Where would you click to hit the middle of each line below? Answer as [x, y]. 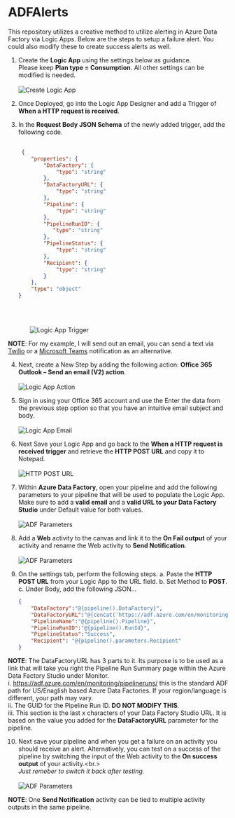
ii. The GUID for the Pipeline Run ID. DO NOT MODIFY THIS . [94, 706]
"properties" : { [55, 158]
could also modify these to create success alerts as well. [90, 46]
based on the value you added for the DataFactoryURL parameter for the [113, 721]
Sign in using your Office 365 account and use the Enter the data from [119, 401]
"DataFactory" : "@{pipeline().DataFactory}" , [97, 608]
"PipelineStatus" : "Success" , [73, 634]
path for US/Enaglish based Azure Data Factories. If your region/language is [117, 690]
